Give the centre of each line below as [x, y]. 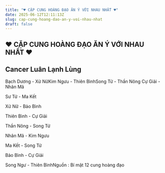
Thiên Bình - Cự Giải [26, 116]
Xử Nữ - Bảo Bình [23, 106]
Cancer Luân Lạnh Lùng [43, 69]
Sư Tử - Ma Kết [21, 97]
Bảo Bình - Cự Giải [24, 155]
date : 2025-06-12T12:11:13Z [35, 15]
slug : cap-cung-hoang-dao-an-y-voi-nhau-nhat [54, 19]
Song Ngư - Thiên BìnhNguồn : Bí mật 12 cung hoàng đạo [65, 165]
